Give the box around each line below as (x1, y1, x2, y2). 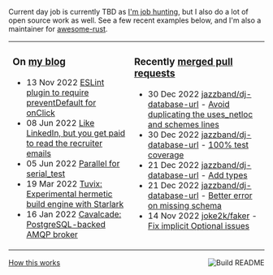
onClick (26, 107, 55, 118)
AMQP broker (26, 229, 79, 240)
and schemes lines (147, 118, 219, 130)
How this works (8, 257, 61, 267)
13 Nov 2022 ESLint (26, 76, 105, 88)
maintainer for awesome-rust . (8, 24, 108, 33)
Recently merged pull (133, 56, 233, 68)
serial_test (26, 168, 66, 179)
